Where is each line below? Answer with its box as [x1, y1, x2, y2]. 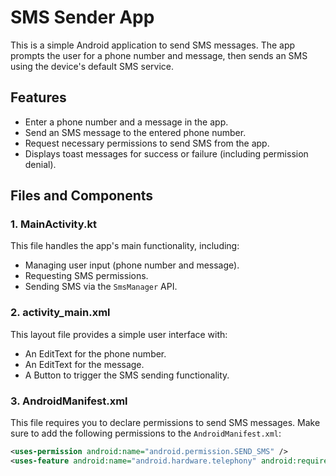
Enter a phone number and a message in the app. [24, 116, 229, 128]
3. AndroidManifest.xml [10, 394, 128, 408]
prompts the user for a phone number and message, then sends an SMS [10, 49, 308, 61]
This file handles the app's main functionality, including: [10, 240, 240, 252]
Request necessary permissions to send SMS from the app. [24, 137, 270, 149]
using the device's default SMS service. [10, 60, 175, 72]
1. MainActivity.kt [10, 217, 97, 231]
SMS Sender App [10, 6, 155, 29]
